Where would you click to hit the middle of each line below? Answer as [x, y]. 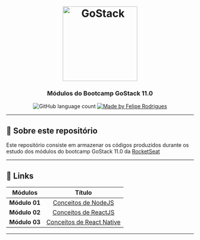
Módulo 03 [25, 222]
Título [84, 193]
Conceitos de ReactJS [84, 213]
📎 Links [20, 176]
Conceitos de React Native [83, 222]
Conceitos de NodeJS [83, 203]
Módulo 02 [25, 213]
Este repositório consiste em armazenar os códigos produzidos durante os [98, 145]
